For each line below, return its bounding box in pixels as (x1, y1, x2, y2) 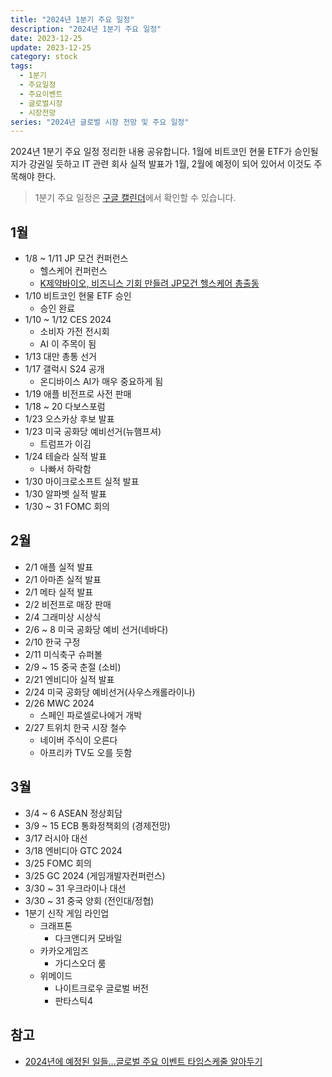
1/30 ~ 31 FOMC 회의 (24, 501, 110, 513)
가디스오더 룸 (54, 957, 107, 969)
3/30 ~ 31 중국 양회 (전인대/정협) (24, 894, 155, 906)
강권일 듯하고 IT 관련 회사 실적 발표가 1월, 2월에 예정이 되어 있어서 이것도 (28, 158, 312, 170)
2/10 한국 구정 (24, 636, 81, 648)
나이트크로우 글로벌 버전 (54, 982, 149, 994)
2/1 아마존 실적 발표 (24, 573, 102, 585)
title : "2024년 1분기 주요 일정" (10, 14, 135, 25)
